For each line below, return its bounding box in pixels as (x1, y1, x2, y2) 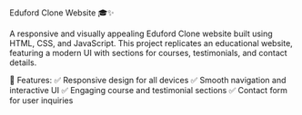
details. (9, 57, 37, 68)
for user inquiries (9, 95, 74, 106)
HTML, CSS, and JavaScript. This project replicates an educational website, (9, 38, 293, 48)
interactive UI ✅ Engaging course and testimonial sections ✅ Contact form (9, 85, 288, 95)
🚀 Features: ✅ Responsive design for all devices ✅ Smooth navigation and (9, 75, 287, 85)
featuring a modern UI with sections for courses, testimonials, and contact (9, 48, 288, 58)
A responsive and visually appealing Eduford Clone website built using (9, 28, 273, 39)
